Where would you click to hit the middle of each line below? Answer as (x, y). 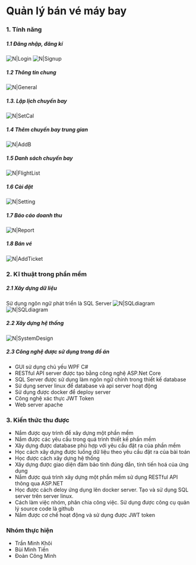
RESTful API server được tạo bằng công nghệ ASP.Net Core (88, 373)
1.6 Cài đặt (20, 187)
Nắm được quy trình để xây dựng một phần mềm (74, 433)
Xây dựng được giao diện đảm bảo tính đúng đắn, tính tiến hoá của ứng (102, 464)
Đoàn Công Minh (35, 556)
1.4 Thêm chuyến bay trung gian (47, 130)
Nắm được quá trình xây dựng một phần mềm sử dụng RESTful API (96, 477)
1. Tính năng (24, 30)
